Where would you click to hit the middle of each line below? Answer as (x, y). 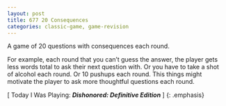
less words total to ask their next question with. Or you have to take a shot (113, 67)
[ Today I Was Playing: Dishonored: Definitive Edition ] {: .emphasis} (106, 95)
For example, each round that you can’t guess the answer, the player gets (112, 60)
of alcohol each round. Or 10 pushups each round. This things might (105, 74)
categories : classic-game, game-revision (68, 26)
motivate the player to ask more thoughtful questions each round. (101, 82)
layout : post (26, 14)
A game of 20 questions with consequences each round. (89, 46)
